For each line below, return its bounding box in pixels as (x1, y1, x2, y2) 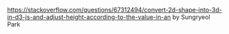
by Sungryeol (172, 13, 210, 21)
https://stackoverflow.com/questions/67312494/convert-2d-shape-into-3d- (7, 6, 223, 14)
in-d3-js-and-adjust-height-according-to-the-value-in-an (7, 13, 171, 21)
